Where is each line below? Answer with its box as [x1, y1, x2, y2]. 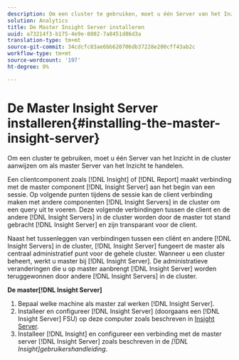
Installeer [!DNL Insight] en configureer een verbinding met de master [17, 329, 222, 338]
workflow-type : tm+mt [7, 50, 72, 58]
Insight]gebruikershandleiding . [17, 344, 108, 353]
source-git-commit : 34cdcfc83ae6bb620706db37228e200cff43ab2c [7, 43, 196, 50]
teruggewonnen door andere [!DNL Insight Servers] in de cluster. [7, 271, 198, 280]
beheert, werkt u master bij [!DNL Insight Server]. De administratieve [7, 256, 208, 265]
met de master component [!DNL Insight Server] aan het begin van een [7, 182, 216, 191]
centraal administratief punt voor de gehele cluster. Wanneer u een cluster [7, 249, 225, 258]
